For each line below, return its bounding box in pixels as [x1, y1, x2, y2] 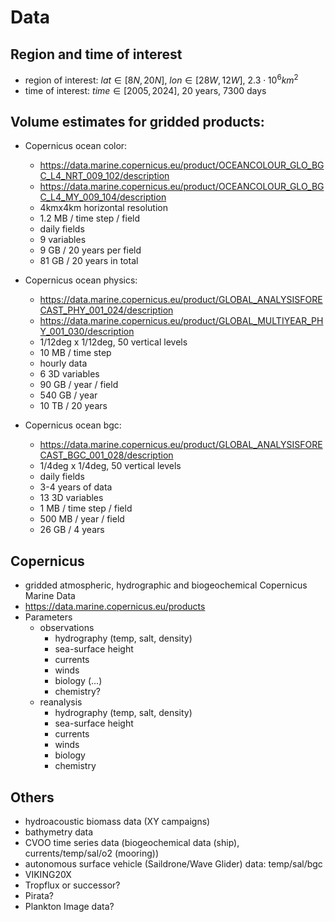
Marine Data [24, 590, 76, 602]
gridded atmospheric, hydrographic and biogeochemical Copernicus [24, 579, 308, 591]
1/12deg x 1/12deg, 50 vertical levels [39, 336, 188, 348]
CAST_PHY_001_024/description [39, 304, 174, 316]
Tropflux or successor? [24, 879, 121, 891]
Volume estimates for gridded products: [10, 114, 265, 131]
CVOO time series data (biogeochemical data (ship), [24, 837, 240, 849]
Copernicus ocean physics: [24, 274, 138, 286]
